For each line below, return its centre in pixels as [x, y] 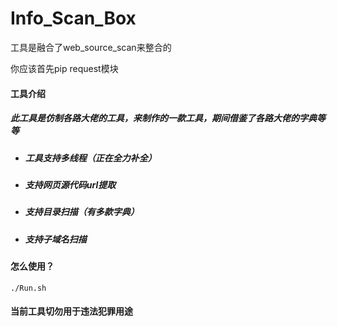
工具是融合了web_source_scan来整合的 [91, 47]
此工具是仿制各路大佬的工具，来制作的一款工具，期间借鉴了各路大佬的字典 [163, 118]
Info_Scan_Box [73, 18]
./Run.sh [28, 288]
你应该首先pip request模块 [64, 68]
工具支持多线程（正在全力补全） [90, 158]
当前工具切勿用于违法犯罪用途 [71, 311]
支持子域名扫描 [55, 239]
